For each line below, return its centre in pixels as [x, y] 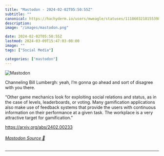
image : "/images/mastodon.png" [37, 28]
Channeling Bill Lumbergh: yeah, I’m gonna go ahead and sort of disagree [79, 82]
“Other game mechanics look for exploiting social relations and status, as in [81, 97]
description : [18, 23]
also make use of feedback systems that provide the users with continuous [81, 107]
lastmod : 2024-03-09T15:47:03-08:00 [42, 41]
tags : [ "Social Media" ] [29, 50]
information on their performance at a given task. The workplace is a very [79, 112]
